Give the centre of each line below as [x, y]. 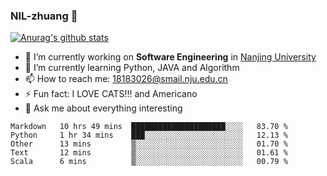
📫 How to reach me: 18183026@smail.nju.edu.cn [126, 79]
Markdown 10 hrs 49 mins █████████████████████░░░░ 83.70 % [149, 127]
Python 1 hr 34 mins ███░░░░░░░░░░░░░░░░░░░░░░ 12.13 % [149, 135]
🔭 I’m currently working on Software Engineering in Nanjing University [170, 57]
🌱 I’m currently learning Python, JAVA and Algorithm [132, 68]
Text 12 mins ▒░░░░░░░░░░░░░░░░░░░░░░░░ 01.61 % [149, 153]
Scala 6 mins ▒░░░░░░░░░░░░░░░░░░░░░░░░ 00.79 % [149, 162]
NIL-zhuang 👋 [44, 16]
